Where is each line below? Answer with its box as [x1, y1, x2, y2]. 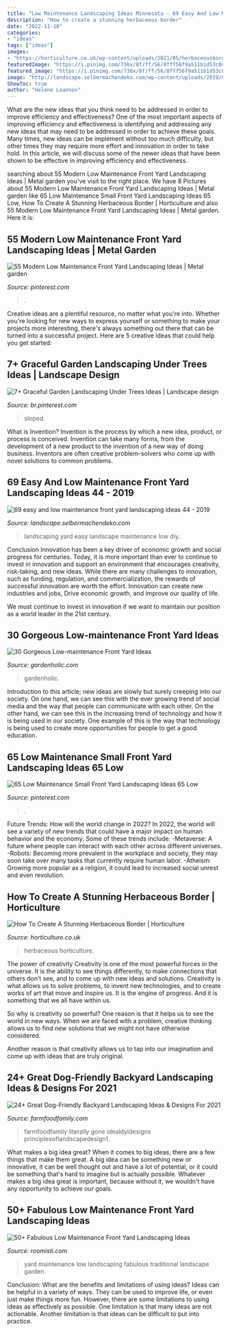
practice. [7, 1317, 32, 1325]
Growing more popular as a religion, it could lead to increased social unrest [7, 864, 219, 872]
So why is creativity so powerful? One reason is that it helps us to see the [7, 1009, 214, 1018]
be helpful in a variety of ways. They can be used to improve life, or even [7, 1287, 213, 1296]
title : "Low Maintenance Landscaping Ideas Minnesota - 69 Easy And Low [7, 10, 219, 17]
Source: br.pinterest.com [7, 401, 77, 409]
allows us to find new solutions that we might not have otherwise [7, 1024, 190, 1032]
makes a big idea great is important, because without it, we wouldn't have [7, 1177, 215, 1185]
